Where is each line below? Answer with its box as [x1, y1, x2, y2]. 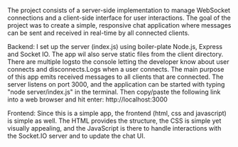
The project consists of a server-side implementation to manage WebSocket [7, 6, 231, 14]
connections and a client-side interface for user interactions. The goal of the [7, 13, 231, 22]
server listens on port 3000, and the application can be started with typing [7, 80, 225, 88]
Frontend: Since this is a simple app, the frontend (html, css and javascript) [7, 109, 227, 117]
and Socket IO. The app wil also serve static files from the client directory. [7, 50, 224, 58]
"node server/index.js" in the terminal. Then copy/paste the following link [7, 88, 221, 96]
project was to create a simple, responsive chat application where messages [7, 21, 232, 29]
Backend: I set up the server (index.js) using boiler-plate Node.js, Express [7, 43, 222, 50]
